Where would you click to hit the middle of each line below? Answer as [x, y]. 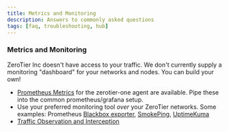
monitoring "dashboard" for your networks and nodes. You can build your [110, 71]
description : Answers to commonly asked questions [81, 20]
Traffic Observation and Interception [68, 121]
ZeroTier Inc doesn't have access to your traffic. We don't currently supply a [114, 65]
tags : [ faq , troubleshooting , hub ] [58, 26]
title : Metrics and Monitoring [52, 13]
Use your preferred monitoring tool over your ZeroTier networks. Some [117, 107]
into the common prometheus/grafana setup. [80, 99]
